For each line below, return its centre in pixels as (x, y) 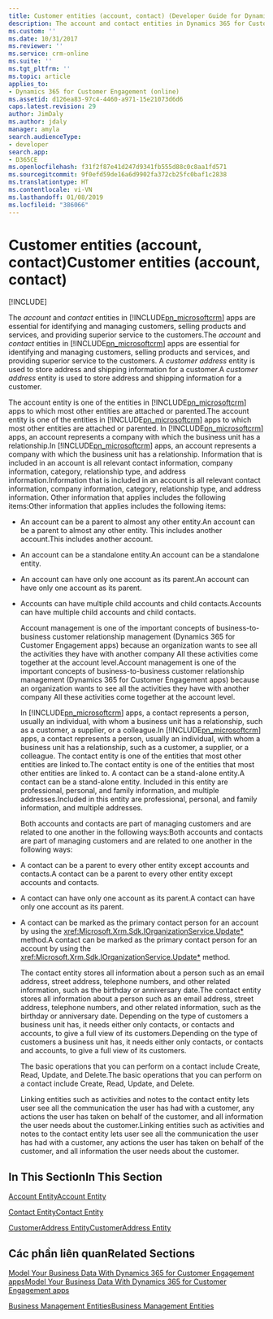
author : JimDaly (36, 115)
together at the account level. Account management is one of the (128, 662)
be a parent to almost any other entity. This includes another (121, 531)
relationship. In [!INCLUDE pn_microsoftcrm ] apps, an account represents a (132, 446)
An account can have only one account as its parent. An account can (134, 579)
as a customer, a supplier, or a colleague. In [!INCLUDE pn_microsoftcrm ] (141, 730)
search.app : (28, 152)
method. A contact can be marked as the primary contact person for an (139, 940)
